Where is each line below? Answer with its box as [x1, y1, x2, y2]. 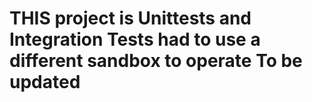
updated [9, 71, 81, 94]
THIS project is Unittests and [9, 7, 252, 30]
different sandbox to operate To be [9, 50, 303, 72]
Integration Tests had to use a [9, 28, 261, 51]
